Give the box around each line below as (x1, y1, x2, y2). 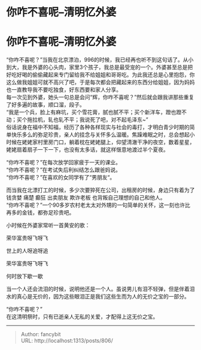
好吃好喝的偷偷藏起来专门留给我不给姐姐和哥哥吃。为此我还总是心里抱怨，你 (6, 71, 195, 79)
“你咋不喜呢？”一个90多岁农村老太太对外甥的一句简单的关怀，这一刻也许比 (6, 201, 190, 209)
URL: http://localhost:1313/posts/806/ (20, 337, 114, 345)
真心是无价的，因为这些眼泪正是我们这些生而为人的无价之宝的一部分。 (16, 293, 190, 300)
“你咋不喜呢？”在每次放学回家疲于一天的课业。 (6, 159, 121, 166)
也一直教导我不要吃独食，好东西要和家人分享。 (6, 86, 121, 93)
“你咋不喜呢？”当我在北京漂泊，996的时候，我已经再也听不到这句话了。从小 (6, 56, 194, 64)
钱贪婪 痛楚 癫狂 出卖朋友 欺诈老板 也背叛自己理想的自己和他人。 (6, 194, 166, 201)
